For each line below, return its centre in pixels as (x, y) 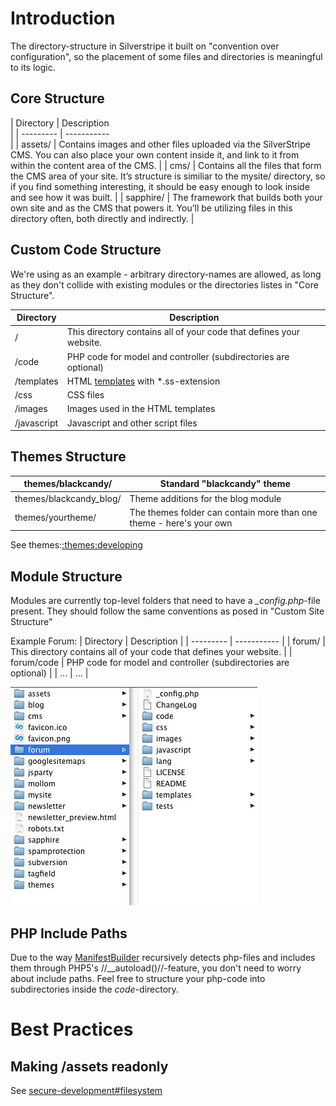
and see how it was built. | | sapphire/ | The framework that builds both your (166, 197)
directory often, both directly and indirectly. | (102, 218)
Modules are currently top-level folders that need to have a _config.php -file (165, 601)
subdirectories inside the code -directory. (94, 989)
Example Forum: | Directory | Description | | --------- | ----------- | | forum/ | (168, 641)
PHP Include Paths (69, 933)
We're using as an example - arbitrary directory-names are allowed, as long (166, 274)
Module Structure (66, 576)
